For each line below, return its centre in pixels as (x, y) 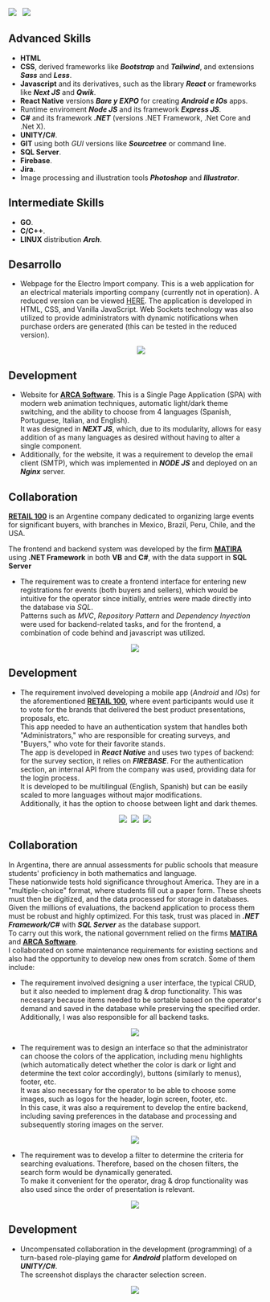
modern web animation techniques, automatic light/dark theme (124, 403)
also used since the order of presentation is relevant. (107, 1189)
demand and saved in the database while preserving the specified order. (140, 1008)
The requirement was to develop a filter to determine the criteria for (131, 1155)
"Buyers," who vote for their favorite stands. (93, 743)
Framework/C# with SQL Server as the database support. (104, 924)
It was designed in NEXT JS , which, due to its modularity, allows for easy (141, 429)
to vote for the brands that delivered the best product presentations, (133, 709)
